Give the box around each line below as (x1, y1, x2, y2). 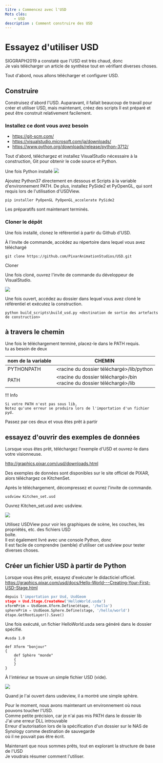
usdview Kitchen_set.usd (5, 494, 56, 499)
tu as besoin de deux (5, 346, 47, 352)
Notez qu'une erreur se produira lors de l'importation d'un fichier (5, 406, 150, 411)
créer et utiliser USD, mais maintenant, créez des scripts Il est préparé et (5, 105, 151, 110)
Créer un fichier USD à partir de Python (5, 561, 126, 570)
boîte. (5, 532, 17, 538)
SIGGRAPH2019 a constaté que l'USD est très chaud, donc (5, 58, 123, 64)
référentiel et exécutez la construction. (5, 301, 83, 307)
